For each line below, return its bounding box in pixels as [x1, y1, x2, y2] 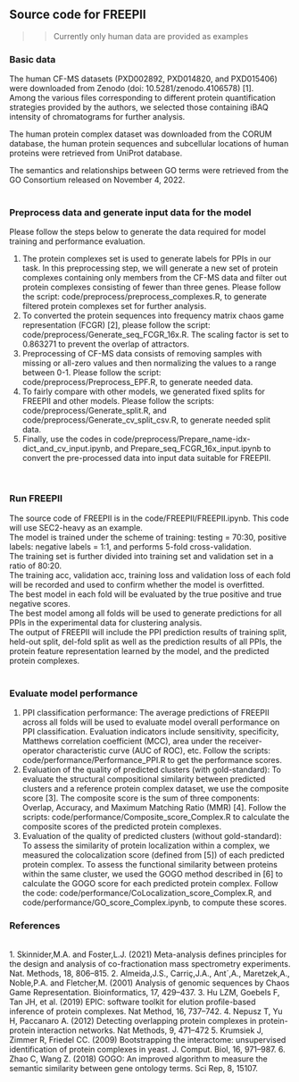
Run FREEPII [9, 492, 62, 505]
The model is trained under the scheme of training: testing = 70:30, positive [9, 532, 287, 542]
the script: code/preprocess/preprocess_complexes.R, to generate [21, 291, 268, 302]
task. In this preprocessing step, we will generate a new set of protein [21, 263, 278, 273]
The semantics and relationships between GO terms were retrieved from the [9, 165, 289, 176]
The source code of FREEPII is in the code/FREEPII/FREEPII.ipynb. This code [9, 513, 289, 524]
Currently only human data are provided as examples [53, 30, 249, 41]
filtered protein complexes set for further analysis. [21, 301, 207, 312]
